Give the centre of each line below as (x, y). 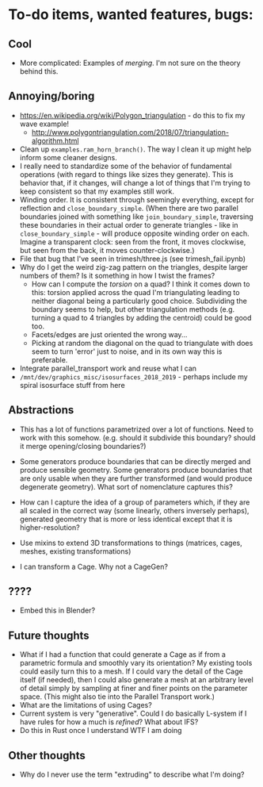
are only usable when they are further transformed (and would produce (136, 478)
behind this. (39, 71)
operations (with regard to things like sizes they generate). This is (126, 174)
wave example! (44, 124)
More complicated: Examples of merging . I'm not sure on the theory (130, 63)
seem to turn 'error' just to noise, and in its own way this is (127, 351)
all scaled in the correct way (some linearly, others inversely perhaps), (134, 510)
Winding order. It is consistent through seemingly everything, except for (137, 199)
